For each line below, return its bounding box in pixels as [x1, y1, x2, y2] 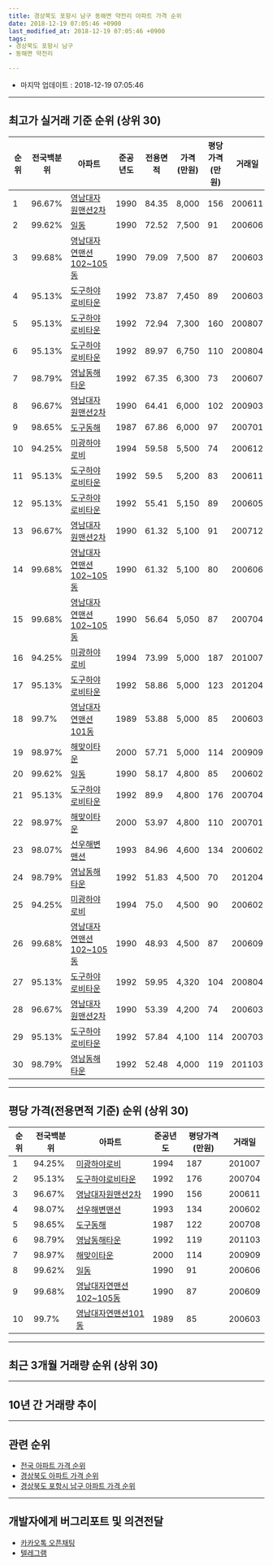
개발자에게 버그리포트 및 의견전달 [8, 1515, 164, 1528]
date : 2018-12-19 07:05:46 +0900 [8, 20, 122, 28]
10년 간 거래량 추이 [8, 1398, 97, 1411]
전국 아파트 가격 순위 [19, 1461, 86, 1471]
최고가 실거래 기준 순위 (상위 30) [8, 114, 162, 128]
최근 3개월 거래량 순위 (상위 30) [8, 1359, 158, 1372]
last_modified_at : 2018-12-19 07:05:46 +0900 [8, 27, 165, 35]
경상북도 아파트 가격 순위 [19, 1471, 99, 1480]
